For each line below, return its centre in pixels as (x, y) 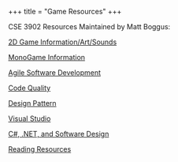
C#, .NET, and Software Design (59, 134)
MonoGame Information (46, 57)
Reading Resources (40, 149)
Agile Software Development (54, 73)
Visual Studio (30, 119)
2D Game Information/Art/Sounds (63, 42)
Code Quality (30, 88)
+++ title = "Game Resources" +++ (65, 11)
